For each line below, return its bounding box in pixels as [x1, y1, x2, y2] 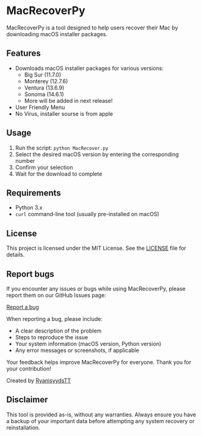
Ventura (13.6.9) [24, 84, 65, 91]
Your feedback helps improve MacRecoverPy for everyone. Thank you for [6, 359, 192, 366]
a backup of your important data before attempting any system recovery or [6, 417, 195, 424]
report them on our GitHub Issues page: [6, 291, 107, 299]
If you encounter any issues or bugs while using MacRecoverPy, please [6, 285, 186, 292]
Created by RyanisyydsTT [6, 377, 71, 384]
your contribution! [6, 365, 52, 372]
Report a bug [6, 304, 40, 310]
